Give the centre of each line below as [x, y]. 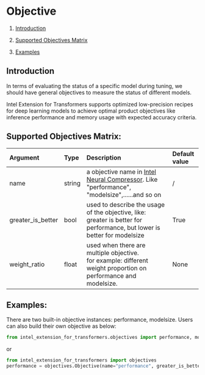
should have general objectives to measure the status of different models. [99, 92]
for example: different [117, 260]
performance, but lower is [123, 228]
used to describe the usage [126, 204]
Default [183, 154]
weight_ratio [27, 264]
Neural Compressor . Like [122, 179]
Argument [24, 157]
